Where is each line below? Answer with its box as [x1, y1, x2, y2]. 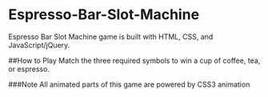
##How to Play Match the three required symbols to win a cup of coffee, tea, [8, 56, 261, 65]
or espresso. [8, 64, 50, 73]
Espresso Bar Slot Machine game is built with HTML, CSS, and [8, 32, 214, 41]
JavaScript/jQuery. [8, 40, 70, 49]
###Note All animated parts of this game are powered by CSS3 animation [8, 80, 250, 89]
